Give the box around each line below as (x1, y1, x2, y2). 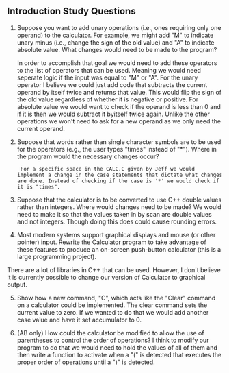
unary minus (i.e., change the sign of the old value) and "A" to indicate (16, 38, 215, 47)
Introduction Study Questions (7, 5, 136, 17)
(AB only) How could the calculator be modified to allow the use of (16, 328, 204, 337)
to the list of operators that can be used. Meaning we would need (16, 66, 202, 74)
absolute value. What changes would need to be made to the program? (16, 45, 217, 53)
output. (7, 280, 27, 289)
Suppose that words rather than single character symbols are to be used (16, 137, 221, 146)
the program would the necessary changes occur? (16, 152, 159, 160)
